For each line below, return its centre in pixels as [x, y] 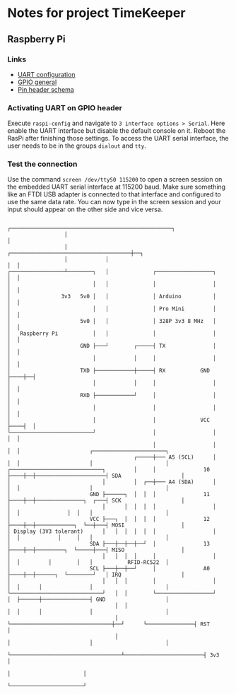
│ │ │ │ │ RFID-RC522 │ [88, 563]
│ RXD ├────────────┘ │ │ [112, 396]
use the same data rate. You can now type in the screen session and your [114, 202]
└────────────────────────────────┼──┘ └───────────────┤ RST [109, 624]
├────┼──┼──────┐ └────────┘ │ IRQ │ [96, 575]
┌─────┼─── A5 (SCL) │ [175, 457]
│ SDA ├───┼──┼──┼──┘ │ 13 [109, 544]
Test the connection [42, 164]
